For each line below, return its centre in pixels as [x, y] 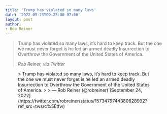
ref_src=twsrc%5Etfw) [41, 106]
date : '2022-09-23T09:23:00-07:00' [43, 15]
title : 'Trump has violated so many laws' [51, 10]
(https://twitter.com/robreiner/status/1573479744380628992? [83, 101]
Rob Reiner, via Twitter [41, 64]
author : [13, 24]
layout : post [19, 19]
